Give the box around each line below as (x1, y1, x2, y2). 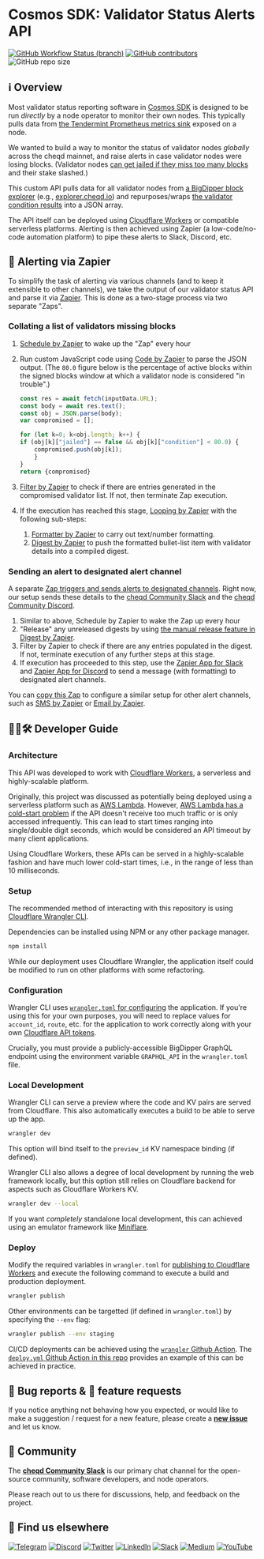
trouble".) (19, 379, 50, 389)
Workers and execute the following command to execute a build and (8, 1268, 229, 1278)
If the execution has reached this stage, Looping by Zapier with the (19, 506, 237, 515)
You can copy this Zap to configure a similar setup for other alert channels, (8, 690, 251, 699)
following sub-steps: (19, 514, 87, 523)
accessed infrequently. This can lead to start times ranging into (8, 816, 214, 827)
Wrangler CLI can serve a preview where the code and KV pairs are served (8, 1098, 251, 1107)
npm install (8, 942, 47, 950)
